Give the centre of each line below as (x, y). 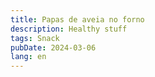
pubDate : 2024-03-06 (53, 47)
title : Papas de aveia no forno (77, 19)
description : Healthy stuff (69, 29)
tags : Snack (35, 38)
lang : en (28, 57)
